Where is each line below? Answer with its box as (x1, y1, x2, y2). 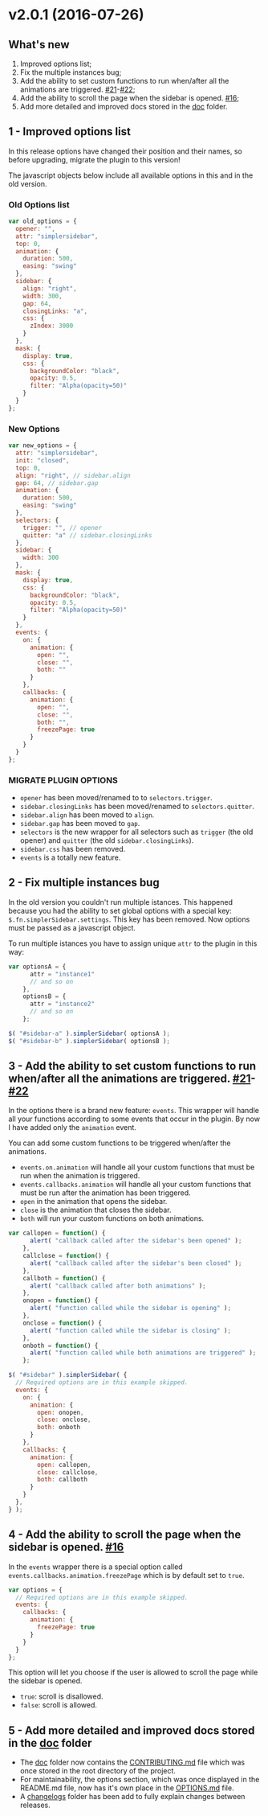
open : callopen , (37, 1461, 91, 1469)
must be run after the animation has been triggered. (19, 1188, 191, 1198)
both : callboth (37, 1476, 88, 1484)
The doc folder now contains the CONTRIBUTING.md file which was (19, 1757, 246, 1767)
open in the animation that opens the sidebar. (19, 1197, 168, 1206)
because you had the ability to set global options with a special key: (8, 906, 232, 915)
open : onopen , (37, 1408, 84, 1416)
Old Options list (8, 199, 70, 210)
